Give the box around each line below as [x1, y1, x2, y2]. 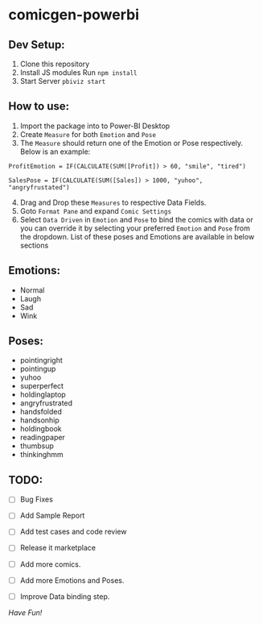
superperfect [19, 381, 64, 391]
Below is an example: [19, 147, 91, 156]
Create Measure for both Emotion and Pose [19, 129, 157, 139]
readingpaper [19, 433, 66, 443]
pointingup [19, 364, 56, 374]
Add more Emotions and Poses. [19, 575, 125, 585]
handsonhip [19, 415, 60, 425]
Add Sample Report [19, 510, 85, 521]
